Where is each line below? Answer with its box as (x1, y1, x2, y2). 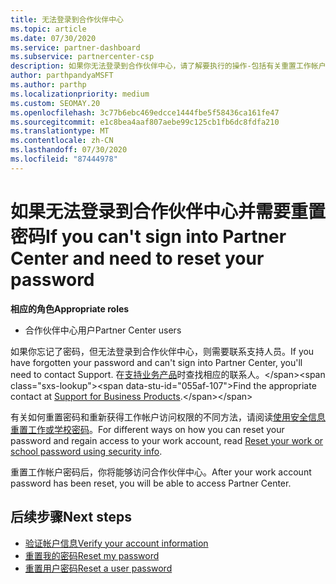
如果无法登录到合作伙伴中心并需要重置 (10, 200, 327, 223)
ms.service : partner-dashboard (10, 42, 141, 53)
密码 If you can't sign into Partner (10, 225, 287, 248)
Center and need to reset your (10, 247, 265, 270)
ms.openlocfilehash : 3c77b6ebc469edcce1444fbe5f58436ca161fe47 (10, 107, 280, 118)
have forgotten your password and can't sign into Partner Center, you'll (10, 356, 303, 368)
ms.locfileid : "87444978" (10, 154, 118, 164)
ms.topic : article (10, 24, 87, 34)
